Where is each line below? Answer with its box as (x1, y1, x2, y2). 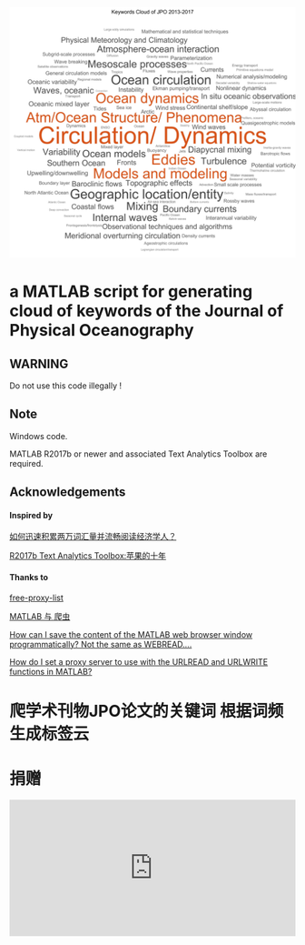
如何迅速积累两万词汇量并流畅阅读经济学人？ (9, 531, 177, 542)
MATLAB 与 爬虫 (9, 610, 71, 621)
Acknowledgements (9, 485, 126, 500)
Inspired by (9, 509, 53, 520)
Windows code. (9, 430, 68, 441)
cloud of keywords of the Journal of (9, 301, 284, 321)
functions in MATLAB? (9, 666, 93, 677)
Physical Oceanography (9, 320, 194, 341)
